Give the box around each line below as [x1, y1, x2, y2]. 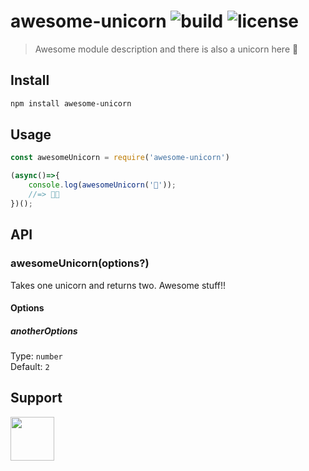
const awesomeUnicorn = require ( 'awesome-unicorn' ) [10, 153, 230, 163]
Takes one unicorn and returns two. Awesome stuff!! [10, 279, 227, 291]
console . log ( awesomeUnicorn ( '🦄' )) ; [28, 180, 177, 190]
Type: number [10, 350, 63, 362]
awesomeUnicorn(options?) [10, 256, 150, 270]
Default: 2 [10, 361, 50, 373]
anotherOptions [10, 325, 78, 337]
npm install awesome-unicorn [10, 98, 132, 109]
